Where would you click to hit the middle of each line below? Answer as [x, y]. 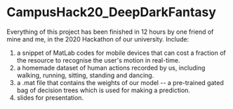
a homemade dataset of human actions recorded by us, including [111, 68]
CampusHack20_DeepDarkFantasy [112, 12]
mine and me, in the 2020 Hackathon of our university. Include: [98, 39]
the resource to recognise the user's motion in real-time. [98, 60]
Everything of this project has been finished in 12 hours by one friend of [110, 32]
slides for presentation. [50, 97]
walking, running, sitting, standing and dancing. [85, 75]
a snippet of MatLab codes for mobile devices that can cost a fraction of [121, 53]
